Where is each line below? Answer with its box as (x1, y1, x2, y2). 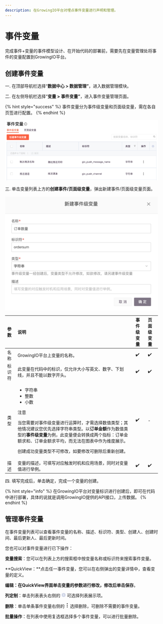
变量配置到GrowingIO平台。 (13, 54, 69, 60)
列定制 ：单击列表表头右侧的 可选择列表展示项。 (5, 592, 105, 598)
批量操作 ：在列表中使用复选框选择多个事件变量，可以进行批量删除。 (5, 613, 141, 619)
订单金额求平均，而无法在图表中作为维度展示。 (34, 438, 129, 444)
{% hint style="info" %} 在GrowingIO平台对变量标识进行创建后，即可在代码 (5, 488, 155, 494)
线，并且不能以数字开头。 (17, 372, 69, 378)
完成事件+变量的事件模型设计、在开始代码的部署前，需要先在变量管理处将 (5, 48, 153, 53)
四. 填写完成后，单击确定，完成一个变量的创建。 (5, 478, 101, 484)
